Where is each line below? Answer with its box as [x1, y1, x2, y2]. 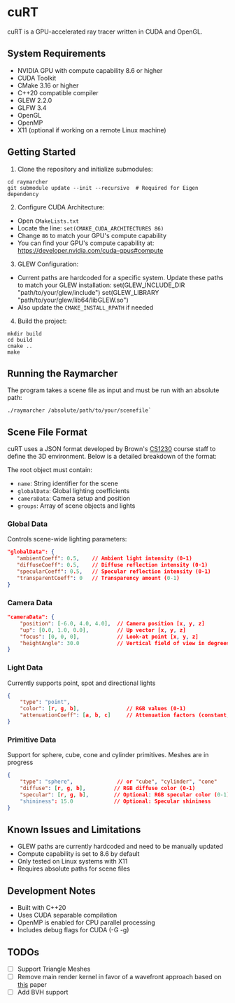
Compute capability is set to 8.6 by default [17, 850, 140, 858]
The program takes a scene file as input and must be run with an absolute [7, 386, 220, 394]
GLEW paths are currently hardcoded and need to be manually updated [17, 842, 224, 851]
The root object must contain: [7, 466, 93, 474]
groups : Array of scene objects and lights [17, 501, 136, 510]
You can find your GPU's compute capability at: [17, 239, 155, 247]
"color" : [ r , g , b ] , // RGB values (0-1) [20, 705, 187, 712]
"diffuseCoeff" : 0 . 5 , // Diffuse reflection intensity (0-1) [16, 562, 208, 569]
